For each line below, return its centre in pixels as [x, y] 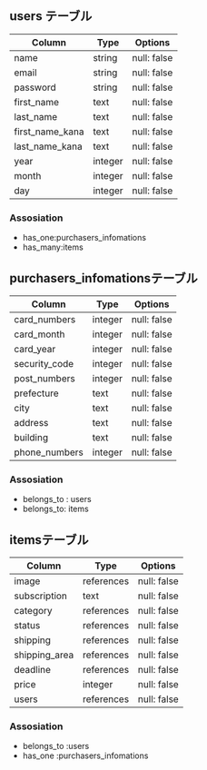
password [35, 87]
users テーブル [51, 16]
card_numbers [45, 319]
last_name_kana [49, 146]
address [31, 422]
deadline [33, 670]
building [31, 437]
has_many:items [53, 247]
